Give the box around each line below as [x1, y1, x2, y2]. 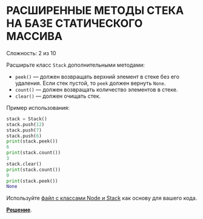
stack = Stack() [6, 116, 47, 122]
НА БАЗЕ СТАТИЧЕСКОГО [6, 16, 143, 30]
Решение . [6, 206, 32, 214]
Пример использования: [6, 104, 70, 111]
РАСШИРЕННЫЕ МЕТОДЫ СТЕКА [6, 4, 184, 18]
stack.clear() [6, 161, 42, 167]
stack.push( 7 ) [6, 127, 42, 133]
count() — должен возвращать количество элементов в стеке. [15, 86, 178, 93]
